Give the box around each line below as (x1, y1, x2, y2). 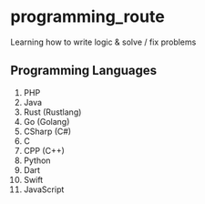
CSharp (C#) (23, 126, 72, 137)
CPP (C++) (23, 145, 65, 156)
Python (23, 155, 51, 166)
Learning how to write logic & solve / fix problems (10, 36, 197, 47)
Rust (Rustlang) (23, 107, 82, 117)
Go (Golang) (23, 116, 70, 127)
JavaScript (23, 184, 65, 195)
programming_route (10, 6, 165, 27)
